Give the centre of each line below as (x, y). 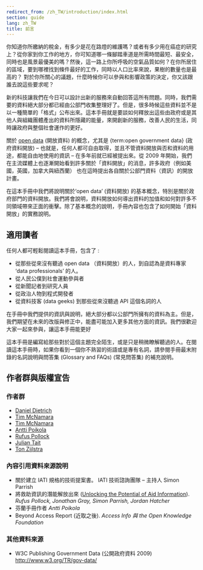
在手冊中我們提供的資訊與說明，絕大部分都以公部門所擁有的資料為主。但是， (101, 314)
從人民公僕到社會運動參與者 (50, 278)
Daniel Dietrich (34, 410)
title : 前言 (20, 29)
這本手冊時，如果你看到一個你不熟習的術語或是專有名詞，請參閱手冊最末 (101, 350)
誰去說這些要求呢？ (30, 85)
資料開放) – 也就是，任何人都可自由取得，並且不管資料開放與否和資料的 (100, 148)
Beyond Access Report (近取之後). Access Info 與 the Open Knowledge (103, 516)
